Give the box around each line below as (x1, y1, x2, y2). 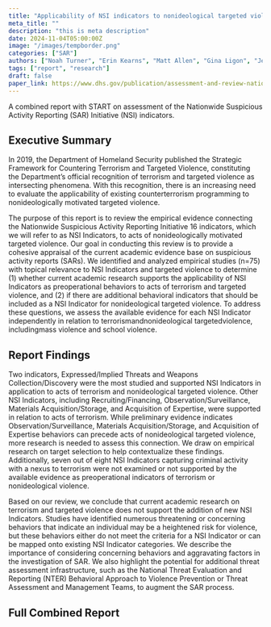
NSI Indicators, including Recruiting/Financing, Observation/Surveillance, (8, 395, 251, 405)
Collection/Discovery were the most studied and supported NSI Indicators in (8, 378, 261, 388)
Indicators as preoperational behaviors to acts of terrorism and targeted (8, 282, 247, 291)
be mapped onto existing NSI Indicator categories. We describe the (8, 540, 232, 550)
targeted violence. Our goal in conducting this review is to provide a (8, 239, 234, 249)
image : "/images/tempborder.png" (8, 42, 121, 50)
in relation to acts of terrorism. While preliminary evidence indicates (8, 412, 233, 422)
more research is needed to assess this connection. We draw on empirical (8, 438, 255, 448)
